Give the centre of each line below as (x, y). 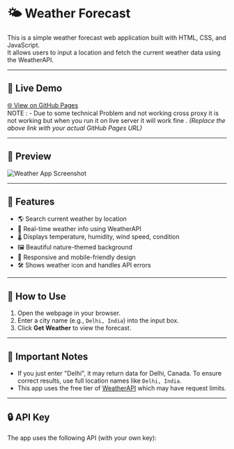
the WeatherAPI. (31, 59)
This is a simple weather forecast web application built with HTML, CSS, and (117, 37)
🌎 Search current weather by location (72, 219)
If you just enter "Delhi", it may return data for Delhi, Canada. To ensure (119, 373)
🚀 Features (31, 201)
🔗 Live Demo (35, 88)
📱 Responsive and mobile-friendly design (76, 257)
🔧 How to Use (37, 296)
